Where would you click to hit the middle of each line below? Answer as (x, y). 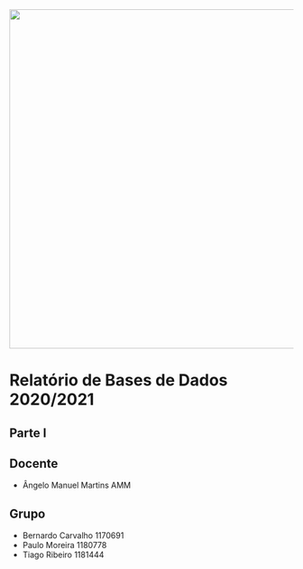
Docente (34, 464)
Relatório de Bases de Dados (119, 380)
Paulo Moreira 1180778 (64, 545)
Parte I (28, 433)
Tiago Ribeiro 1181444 (63, 555)
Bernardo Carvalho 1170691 (73, 536)
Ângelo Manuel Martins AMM (77, 485)
